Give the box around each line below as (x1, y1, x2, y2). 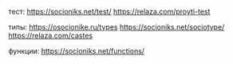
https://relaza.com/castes (8, 31, 93, 40)
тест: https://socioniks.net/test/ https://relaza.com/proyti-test (8, 7, 211, 16)
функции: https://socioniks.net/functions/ (8, 46, 145, 55)
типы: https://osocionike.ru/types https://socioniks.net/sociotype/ (8, 22, 225, 31)
